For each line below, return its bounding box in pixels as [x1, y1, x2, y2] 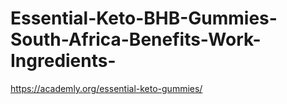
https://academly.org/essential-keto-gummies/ [10, 82, 203, 94]
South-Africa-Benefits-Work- [10, 28, 262, 51]
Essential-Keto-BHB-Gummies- [10, 7, 278, 30]
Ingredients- [10, 50, 117, 72]
